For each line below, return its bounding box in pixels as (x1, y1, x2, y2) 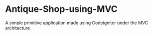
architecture (5, 25, 30, 31)
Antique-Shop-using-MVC (5, 3, 118, 15)
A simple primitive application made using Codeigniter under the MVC (5, 20, 149, 26)
